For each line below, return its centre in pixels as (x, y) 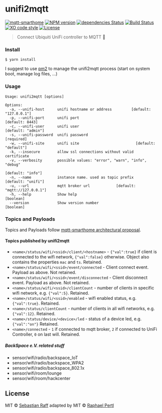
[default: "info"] (24, 173)
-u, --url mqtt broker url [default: (73, 186)
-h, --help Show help (43, 194)
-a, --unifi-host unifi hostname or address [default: (80, 109)
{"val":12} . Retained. (34, 314)
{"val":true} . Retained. (36, 303)
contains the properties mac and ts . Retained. (57, 262)
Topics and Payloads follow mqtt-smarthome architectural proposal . (73, 230)
